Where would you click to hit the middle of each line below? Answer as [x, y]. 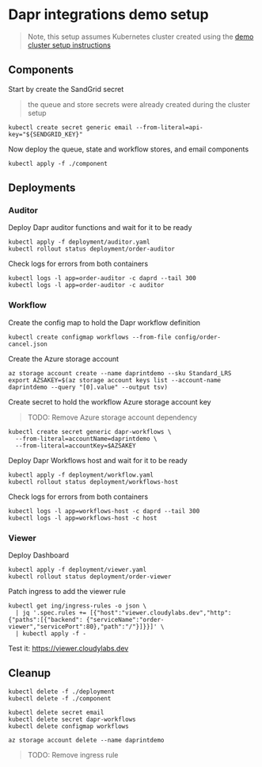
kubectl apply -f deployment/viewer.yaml [78, 570]
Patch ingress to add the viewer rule [67, 592]
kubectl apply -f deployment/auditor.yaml [79, 242]
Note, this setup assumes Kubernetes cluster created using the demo [140, 36]
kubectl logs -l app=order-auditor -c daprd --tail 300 [102, 278]
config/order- [198, 337]
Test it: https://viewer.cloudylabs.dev [68, 649]
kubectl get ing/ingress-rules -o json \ [78, 606]
